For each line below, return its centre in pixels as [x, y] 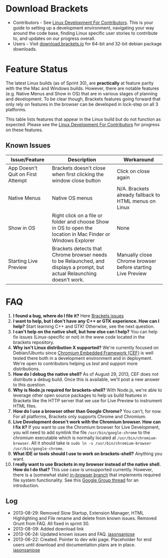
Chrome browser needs [80, 255]
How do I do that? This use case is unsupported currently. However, [83, 469]
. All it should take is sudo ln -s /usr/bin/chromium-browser [90, 443]
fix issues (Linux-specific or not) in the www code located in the [79, 337]
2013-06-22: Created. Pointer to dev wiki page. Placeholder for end [82, 540]
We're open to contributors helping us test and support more [75, 363]
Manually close [135, 255]
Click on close [133, 171]
